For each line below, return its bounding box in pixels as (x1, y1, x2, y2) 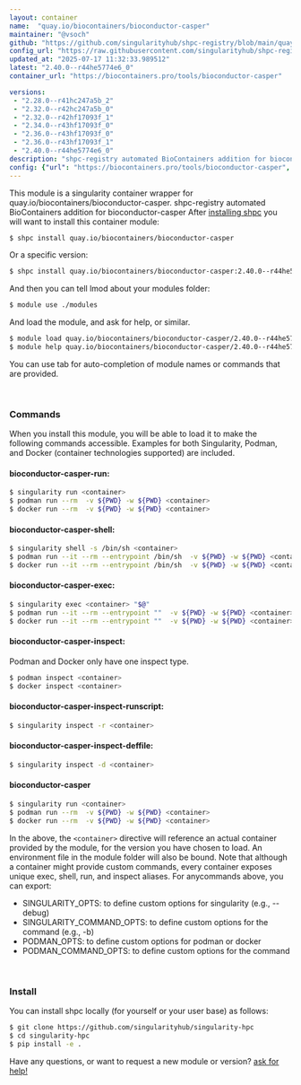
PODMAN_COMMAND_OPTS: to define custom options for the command (21, 945, 290, 956)
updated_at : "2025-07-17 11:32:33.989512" (9, 55, 170, 64)
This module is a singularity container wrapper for (9, 188, 193, 198)
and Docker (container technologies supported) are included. (9, 448, 236, 459)
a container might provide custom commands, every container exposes (9, 861, 272, 871)
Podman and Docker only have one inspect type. (9, 656, 190, 667)
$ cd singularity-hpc (9, 1031, 90, 1040)
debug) (21, 907, 50, 918)
